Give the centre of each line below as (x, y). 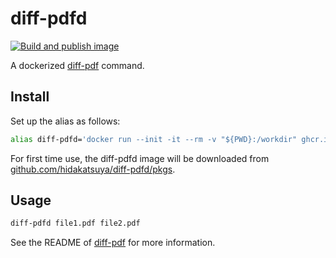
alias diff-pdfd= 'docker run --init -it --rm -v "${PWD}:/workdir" (154, 139)
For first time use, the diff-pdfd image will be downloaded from (140, 158)
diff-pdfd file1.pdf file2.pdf (75, 223)
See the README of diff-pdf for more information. (113, 243)
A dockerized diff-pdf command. (77, 65)
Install (30, 97)
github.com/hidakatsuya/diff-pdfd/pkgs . (93, 169)
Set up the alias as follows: (65, 121)
